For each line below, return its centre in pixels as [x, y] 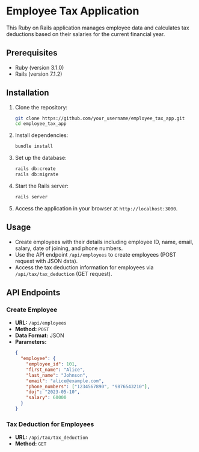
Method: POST [32, 329]
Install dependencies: [41, 135]
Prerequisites [32, 53]
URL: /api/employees [41, 323]
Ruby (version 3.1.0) [39, 67]
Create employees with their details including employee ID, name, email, [104, 242]
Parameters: [31, 342]
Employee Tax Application [73, 11]
